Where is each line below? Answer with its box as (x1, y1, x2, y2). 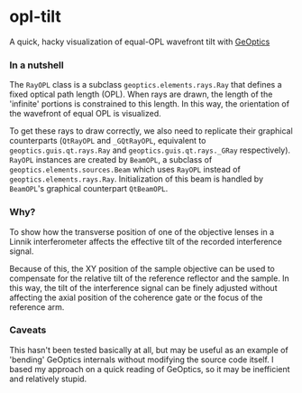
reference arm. (9, 301, 65, 313)
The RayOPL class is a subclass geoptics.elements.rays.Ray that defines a (9, 80, 282, 90)
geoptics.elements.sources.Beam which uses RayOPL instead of (9, 164, 241, 175)
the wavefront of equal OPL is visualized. (9, 108, 162, 119)
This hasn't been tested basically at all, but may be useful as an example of (9, 344, 288, 355)
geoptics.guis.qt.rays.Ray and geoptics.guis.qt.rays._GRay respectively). (9, 145, 291, 155)
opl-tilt (9, 6, 61, 27)
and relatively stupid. (9, 373, 87, 384)
